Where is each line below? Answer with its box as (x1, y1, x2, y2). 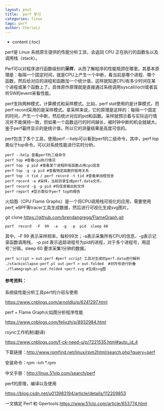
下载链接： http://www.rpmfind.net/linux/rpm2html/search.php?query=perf (5, 350, 155, 355)
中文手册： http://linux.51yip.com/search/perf (5, 370, 95, 376)
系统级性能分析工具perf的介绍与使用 (5, 290, 78, 295)
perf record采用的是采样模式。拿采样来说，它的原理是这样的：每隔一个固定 (5, 107, 157, 113)
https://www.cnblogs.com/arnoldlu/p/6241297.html (5, 299, 108, 305)
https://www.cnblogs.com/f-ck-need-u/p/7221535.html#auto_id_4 (5, 339, 138, 345)
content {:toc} (12, 39, 41, 45)
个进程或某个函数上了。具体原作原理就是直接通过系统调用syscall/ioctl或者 (5, 84, 154, 90)
